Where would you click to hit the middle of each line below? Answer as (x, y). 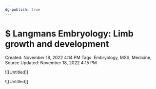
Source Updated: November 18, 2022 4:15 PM (51, 62)
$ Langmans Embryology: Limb (69, 33)
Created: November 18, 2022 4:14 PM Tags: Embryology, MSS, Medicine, (78, 57)
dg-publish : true (23, 9)
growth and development (57, 44)
